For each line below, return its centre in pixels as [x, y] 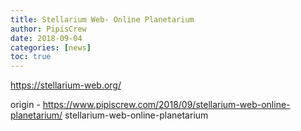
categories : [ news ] [51, 47]
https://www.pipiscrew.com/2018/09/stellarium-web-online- [166, 105]
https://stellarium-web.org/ [66, 85]
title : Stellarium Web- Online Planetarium [102, 19]
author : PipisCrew [48, 29]
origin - [25, 105]
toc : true [31, 57]
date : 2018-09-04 [46, 38]
